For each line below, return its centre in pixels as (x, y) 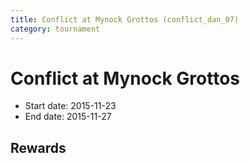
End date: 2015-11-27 (68, 117)
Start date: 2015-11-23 (70, 106)
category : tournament (55, 29)
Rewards (38, 147)
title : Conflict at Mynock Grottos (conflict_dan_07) (125, 19)
